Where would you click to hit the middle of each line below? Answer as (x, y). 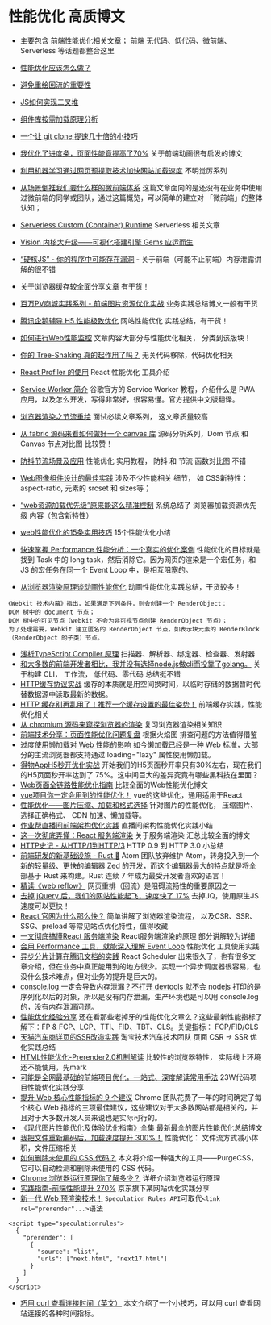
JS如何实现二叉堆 (49, 102)
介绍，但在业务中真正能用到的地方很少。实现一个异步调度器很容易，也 (144, 966)
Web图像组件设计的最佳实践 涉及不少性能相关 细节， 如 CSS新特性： (134, 477)
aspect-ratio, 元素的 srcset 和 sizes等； (85, 488)
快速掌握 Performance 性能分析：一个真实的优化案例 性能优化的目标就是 (140, 549)
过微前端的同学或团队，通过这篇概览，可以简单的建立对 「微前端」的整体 (141, 198)
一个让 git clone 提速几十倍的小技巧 (79, 136)
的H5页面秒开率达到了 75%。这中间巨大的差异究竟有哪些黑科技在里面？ (140, 774)
